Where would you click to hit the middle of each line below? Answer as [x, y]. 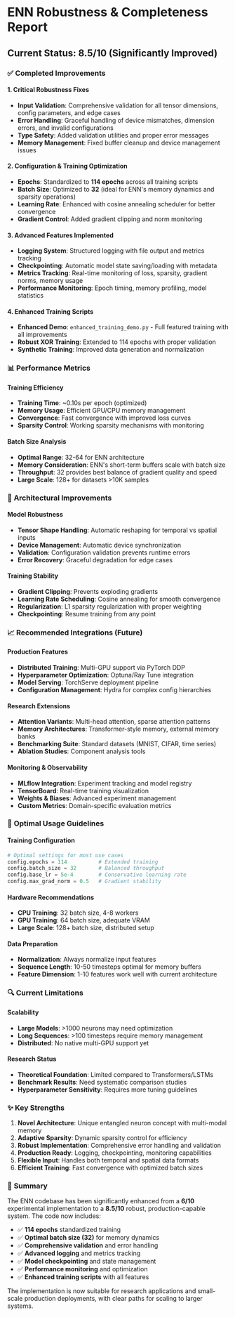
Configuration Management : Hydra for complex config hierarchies [114, 690]
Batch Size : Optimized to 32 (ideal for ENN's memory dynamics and [116, 189]
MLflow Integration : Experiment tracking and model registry [105, 783]
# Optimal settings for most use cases [66, 855]
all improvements [42, 335]
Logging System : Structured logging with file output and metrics [111, 251]
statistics [31, 296]
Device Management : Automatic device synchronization [99, 545]
